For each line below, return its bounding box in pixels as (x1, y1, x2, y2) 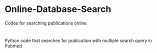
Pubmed (4, 43, 22, 49)
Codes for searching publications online (4, 20, 87, 26)
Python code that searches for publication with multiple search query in (4, 37, 152, 43)
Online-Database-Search (4, 3, 111, 15)
